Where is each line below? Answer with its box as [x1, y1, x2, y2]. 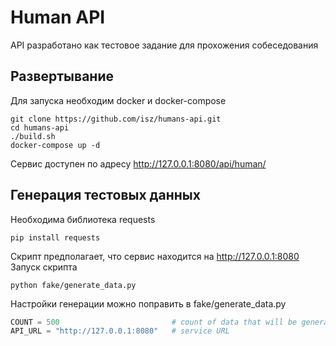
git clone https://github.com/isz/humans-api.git [10, 114, 222, 124]
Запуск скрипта [10, 261, 78, 273]
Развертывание [10, 68, 114, 85]
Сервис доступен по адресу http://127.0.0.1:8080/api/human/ [10, 157, 267, 170]
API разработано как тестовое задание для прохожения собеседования [10, 39, 319, 51]
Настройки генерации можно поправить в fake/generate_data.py [10, 297, 287, 310]
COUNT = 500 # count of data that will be [10, 317, 298, 327]
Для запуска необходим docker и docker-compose [10, 94, 227, 106]
